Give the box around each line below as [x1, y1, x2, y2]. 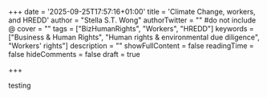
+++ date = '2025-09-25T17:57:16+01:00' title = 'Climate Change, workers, [8, 7, 256, 16]
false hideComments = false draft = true [8, 50, 140, 59]
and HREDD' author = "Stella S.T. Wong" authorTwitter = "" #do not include [8, 15, 257, 25]
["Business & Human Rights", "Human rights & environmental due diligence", [8, 32, 261, 42]
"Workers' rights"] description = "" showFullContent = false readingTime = [8, 41, 254, 51]
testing [8, 80, 31, 90]
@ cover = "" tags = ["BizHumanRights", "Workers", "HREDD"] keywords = [8, 24, 254, 33]
